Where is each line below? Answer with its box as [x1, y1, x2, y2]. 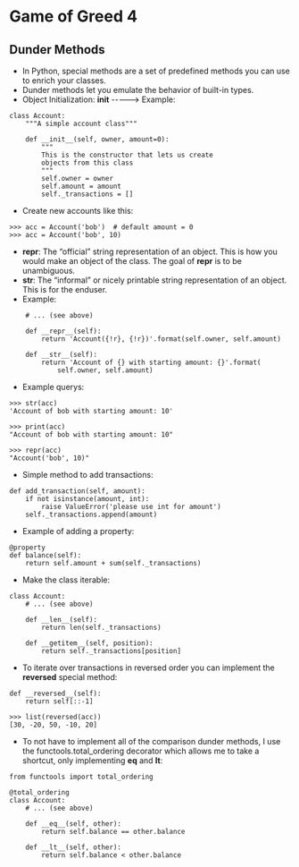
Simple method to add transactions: [21, 470, 154, 480]
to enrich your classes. [21, 75, 107, 86]
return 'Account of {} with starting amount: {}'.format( [41, 358, 262, 367]
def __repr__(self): [25, 327, 102, 336]
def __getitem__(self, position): [25, 639, 154, 648]
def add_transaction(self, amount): [9, 487, 145, 496]
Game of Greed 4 [9, 6, 138, 27]
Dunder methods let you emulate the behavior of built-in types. [21, 85, 254, 95]
